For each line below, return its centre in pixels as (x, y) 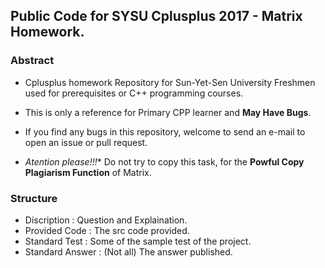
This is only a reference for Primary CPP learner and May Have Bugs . (168, 112)
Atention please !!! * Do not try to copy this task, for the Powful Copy (164, 161)
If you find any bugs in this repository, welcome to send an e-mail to (165, 131)
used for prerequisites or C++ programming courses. (134, 93)
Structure (34, 198)
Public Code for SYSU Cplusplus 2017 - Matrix (156, 16)
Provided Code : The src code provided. (107, 230)
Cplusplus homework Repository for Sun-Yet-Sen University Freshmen (170, 82)
